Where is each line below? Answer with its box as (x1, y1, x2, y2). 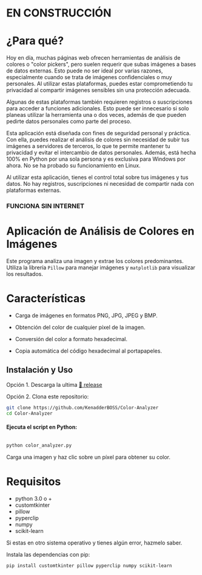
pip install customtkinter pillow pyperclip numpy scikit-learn (6, 562, 172, 569)
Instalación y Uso (6, 365, 73, 375)
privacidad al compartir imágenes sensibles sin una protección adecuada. (6, 86, 191, 94)
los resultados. (6, 270, 44, 277)
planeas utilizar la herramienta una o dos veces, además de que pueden (6, 111, 187, 119)
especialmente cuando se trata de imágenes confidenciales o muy (6, 74, 172, 81)
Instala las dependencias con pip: (6, 551, 90, 558)
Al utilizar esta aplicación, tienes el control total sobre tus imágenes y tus (6, 174, 189, 181)
